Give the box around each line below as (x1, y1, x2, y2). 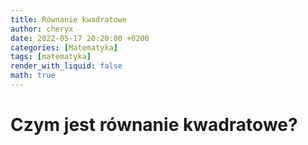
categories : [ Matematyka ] (10, 42, 118, 53)
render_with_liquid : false (10, 61, 123, 71)
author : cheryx (10, 24, 74, 34)
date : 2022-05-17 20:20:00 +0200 (10, 33, 150, 43)
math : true (10, 71, 56, 81)
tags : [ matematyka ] (10, 52, 92, 62)
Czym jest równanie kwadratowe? (10, 114, 298, 136)
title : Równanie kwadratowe (10, 14, 128, 25)
